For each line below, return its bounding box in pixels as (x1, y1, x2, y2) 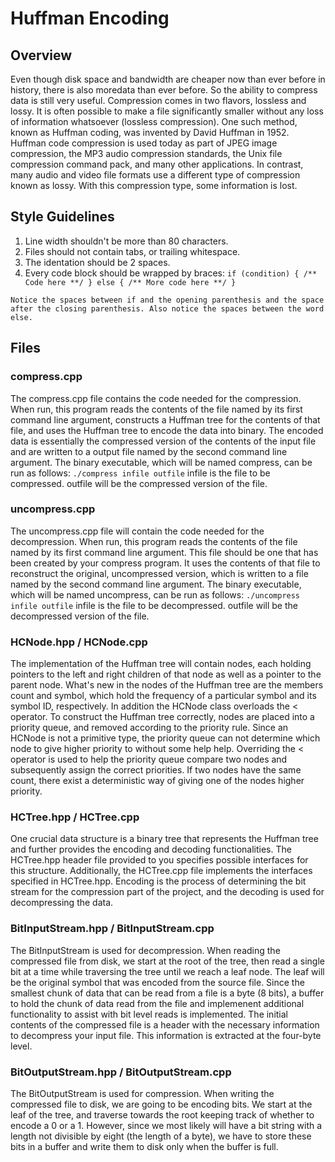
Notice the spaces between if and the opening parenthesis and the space (10, 295, 325, 305)
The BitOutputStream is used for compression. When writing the (10, 1087, 275, 1099)
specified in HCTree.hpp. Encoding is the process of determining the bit (10, 875, 307, 887)
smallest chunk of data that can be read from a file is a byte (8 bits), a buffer (10, 987, 325, 999)
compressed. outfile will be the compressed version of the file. (10, 477, 268, 489)
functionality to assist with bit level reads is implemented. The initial (10, 1008, 289, 1020)
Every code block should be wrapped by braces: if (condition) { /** (24, 267, 318, 279)
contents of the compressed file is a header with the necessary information (10, 1018, 320, 1031)
